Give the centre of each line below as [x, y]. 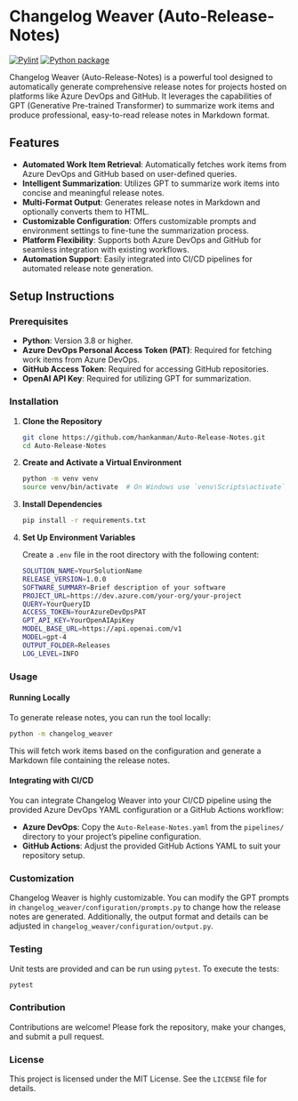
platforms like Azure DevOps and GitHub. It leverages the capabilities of [141, 96]
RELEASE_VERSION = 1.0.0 [64, 579]
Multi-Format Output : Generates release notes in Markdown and [141, 202]
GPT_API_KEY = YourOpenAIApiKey [78, 621]
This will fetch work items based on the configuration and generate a [135, 751]
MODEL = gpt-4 [44, 638]
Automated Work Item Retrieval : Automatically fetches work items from [154, 164]
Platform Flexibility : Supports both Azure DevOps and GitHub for [142, 240]
